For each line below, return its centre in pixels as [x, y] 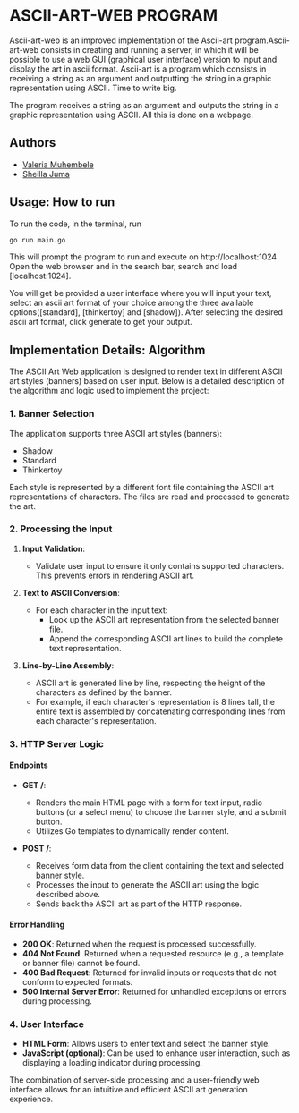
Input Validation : [53, 548]
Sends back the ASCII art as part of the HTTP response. [139, 904]
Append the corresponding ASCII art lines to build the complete [166, 638]
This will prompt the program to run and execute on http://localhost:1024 [143, 257]
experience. [31, 1099]
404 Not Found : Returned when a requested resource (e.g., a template [153, 954]
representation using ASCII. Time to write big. [93, 88]
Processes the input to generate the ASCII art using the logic [147, 884]
